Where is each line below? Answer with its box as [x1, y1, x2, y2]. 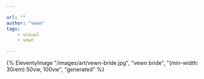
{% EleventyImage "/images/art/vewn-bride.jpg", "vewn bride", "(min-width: [6, 59, 199, 67]
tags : [6, 26, 20, 32]
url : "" [6, 14, 26, 20]
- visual [17, 31, 40, 37]
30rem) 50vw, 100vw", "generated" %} [6, 66, 105, 73]
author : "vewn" [6, 20, 45, 26]
